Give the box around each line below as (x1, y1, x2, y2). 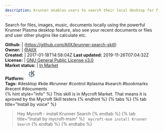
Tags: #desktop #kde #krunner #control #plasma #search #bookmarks (5, 80, 148, 86)
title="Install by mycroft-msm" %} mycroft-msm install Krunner (17, 116, 147, 122)
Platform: (5, 75, 24, 81)
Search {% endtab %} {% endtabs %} (17, 121, 93, 127)
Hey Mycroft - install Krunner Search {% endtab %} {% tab (17, 111, 136, 116)
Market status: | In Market (5, 62, 59, 68)
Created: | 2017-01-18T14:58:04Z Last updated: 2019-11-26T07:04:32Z (5, 52, 149, 58)
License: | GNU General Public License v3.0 (5, 57, 94, 63)
